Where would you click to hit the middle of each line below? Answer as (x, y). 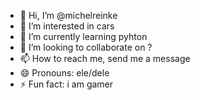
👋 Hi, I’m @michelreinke (68, 15)
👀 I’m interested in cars (67, 26)
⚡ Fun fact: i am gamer (66, 84)
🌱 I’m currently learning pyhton (83, 36)
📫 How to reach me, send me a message (105, 58)
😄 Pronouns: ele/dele (64, 73)
